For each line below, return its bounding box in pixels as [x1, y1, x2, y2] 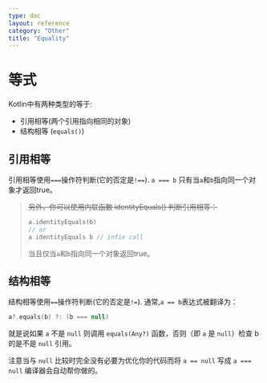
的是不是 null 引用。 [8, 339, 76, 348]
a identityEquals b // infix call [27, 233, 144, 241]
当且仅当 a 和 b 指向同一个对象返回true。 [27, 248, 155, 258]
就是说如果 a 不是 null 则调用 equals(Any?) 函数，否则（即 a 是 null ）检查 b [8, 328, 259, 338]
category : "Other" [8, 26, 70, 35]
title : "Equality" [8, 34, 70, 43]
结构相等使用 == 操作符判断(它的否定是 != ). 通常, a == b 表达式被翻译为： [8, 297, 238, 307]
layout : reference [8, 19, 70, 27]
